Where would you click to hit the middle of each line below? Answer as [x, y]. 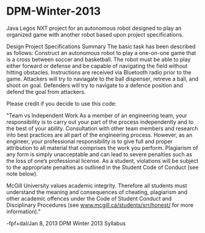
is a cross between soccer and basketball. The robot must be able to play [99, 59]
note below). [22, 174]
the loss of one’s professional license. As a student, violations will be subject [103, 160]
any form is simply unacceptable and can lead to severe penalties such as [99, 154]
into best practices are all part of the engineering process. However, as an [99, 135]
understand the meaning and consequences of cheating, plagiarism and [97, 192]
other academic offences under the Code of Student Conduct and [89, 198]
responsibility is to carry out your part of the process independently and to [100, 122]
